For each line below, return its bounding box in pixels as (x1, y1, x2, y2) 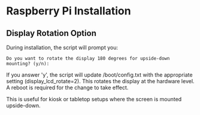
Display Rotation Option (6, 28, 97, 38)
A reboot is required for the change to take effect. (6, 84, 129, 91)
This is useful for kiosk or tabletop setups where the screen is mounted (6, 96, 182, 102)
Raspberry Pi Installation (6, 4, 131, 18)
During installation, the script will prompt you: (6, 44, 119, 51)
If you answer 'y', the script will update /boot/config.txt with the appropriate (6, 71, 193, 78)
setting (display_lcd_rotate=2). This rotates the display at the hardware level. (6, 78, 195, 84)
